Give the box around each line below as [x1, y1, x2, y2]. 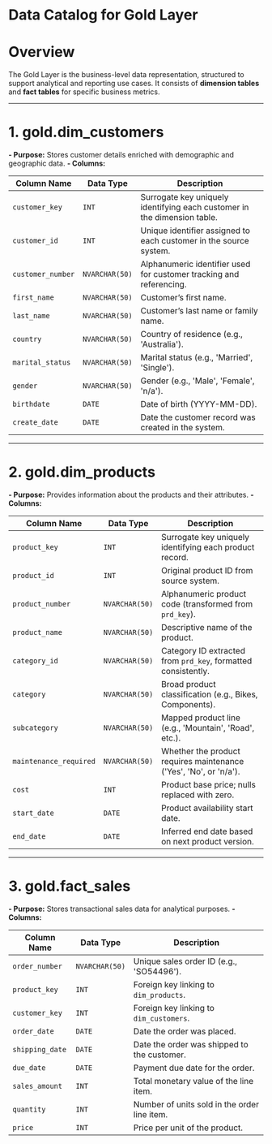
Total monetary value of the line [133, 1075, 254, 1086]
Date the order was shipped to [133, 1038, 249, 1050]
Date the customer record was [140, 412, 257, 423]
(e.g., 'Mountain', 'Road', [160, 723, 255, 733]
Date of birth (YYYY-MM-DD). [140, 399, 257, 410]
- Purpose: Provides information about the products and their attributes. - [8, 490, 254, 499]
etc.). [160, 732, 181, 744]
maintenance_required [12, 757, 96, 766]
